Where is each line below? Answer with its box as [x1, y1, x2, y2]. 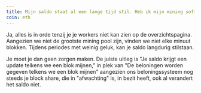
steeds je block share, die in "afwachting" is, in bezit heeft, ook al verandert [6, 74, 193, 82]
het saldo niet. [6, 80, 41, 88]
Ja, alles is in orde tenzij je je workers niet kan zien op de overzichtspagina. [6, 31, 193, 38]
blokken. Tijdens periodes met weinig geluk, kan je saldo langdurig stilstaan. [6, 43, 194, 51]
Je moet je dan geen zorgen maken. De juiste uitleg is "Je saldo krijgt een [6, 55, 187, 62]
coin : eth [6, 14, 31, 20]
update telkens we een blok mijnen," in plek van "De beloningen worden [6, 61, 184, 69]
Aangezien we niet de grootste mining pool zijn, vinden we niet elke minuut [6, 37, 191, 44]
